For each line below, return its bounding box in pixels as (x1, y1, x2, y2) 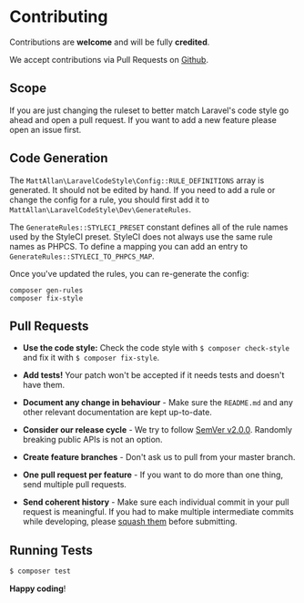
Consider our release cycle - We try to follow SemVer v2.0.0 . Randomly (22, 424, 293, 435)
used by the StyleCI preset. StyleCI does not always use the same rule (9, 230, 273, 242)
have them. (22, 380, 66, 391)
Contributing (9, 6, 108, 27)
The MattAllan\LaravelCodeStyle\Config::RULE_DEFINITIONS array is (9, 175, 265, 186)
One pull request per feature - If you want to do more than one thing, (22, 469, 284, 480)
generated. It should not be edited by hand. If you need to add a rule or (9, 184, 276, 195)
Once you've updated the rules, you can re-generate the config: (9, 268, 249, 279)
